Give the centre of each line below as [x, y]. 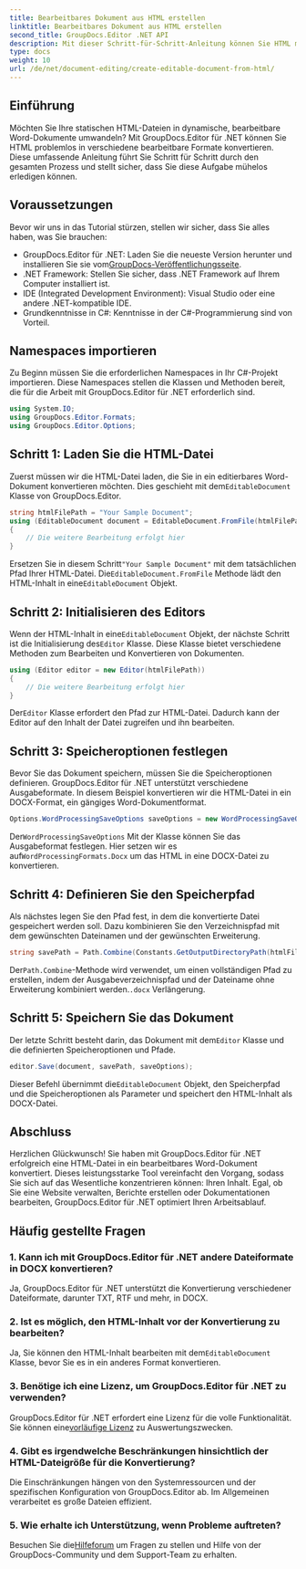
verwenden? [38, 1397]
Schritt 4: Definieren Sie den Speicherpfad [132, 894]
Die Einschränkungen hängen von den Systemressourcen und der [133, 1482]
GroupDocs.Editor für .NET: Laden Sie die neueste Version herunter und [158, 254]
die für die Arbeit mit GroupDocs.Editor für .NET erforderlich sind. [133, 392]
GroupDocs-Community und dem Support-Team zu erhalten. [123, 1555]
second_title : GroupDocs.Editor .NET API [89, 35]
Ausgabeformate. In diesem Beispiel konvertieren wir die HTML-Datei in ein [150, 793]
